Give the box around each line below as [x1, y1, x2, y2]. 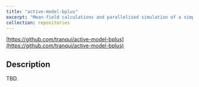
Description [6, 59, 50, 69]
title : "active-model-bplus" [6, 8, 78, 15]
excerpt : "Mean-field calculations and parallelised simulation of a [6, 14, 182, 20]
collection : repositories [6, 20, 70, 25]
